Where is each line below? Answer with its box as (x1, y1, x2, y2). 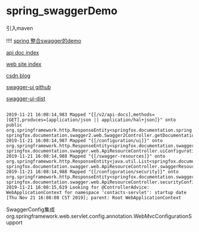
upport (6, 218, 23, 226)
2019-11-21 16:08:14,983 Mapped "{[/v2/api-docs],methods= (6, 112, 155, 117)
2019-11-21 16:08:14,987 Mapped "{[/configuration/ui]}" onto (6, 138, 163, 144)
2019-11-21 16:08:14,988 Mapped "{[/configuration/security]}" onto (6, 169, 179, 174)
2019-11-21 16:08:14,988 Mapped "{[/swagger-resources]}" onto (6, 153, 166, 159)
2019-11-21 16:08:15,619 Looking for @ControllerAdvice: (6, 184, 150, 190)
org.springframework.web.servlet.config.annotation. (6, 212, 134, 220)
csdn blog (6, 72, 31, 79)
